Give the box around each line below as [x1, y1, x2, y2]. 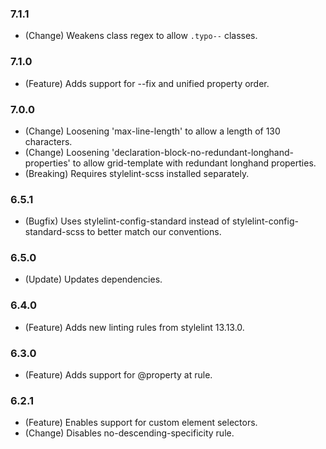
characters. [24, 135, 73, 147]
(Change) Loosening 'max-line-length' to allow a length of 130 [24, 125, 281, 137]
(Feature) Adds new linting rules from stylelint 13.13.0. [24, 321, 245, 333]
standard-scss [24, 226, 85, 238]
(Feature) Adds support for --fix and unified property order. [24, 77, 270, 89]
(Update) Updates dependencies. [24, 273, 163, 286]
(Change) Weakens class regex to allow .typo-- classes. [24, 30, 258, 42]
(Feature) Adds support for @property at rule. [24, 369, 213, 381]
